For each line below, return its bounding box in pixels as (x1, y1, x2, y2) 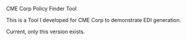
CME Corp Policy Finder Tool (6, 5, 77, 12)
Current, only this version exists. (6, 28, 85, 35)
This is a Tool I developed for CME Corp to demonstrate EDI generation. (6, 17, 182, 23)
